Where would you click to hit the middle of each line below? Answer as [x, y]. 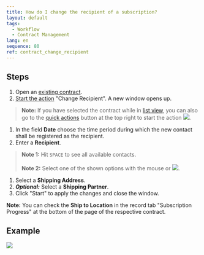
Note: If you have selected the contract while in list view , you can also [109, 110]
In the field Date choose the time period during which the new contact [104, 129]
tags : [13, 23]
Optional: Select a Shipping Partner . [62, 186]
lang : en [17, 41]
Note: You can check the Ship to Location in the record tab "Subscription [99, 205]
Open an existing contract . [49, 92]
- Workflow [26, 29]
